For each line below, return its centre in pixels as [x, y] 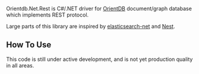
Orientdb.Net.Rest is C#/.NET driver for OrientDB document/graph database [99, 9]
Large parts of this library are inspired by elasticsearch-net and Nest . [91, 26]
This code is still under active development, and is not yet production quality [99, 59]
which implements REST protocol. [48, 15]
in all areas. [20, 65]
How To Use [29, 45]
